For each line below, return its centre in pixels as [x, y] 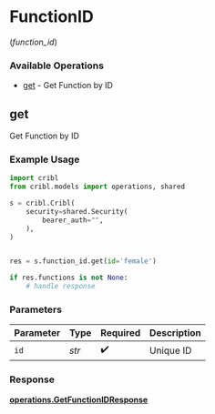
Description [175, 333]
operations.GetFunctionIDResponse [79, 399]
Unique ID [170, 350]
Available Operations [57, 66]
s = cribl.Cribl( [42, 203]
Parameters [36, 309]
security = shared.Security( [77, 211]
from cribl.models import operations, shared [97, 187]
